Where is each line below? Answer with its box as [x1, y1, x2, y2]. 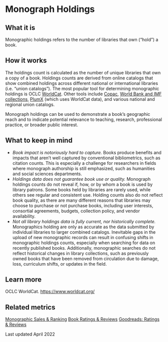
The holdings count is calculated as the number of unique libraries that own [5, 69, 161, 75]
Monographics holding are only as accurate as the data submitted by [12, 224, 154, 230]
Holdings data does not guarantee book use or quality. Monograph [12, 176, 151, 182]
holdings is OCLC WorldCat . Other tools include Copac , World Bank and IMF [5, 91, 162, 97]
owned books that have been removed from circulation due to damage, [12, 256, 159, 262]
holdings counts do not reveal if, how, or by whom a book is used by [12, 181, 153, 187]
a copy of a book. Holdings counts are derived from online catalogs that [5, 75, 153, 81]
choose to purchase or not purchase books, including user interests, [12, 202, 153, 208]
